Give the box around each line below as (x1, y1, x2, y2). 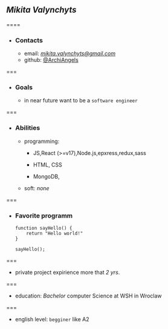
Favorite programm (15, 211, 73, 220)
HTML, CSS (33, 161, 62, 168)
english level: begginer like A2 (15, 316, 89, 323)
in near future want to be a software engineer (24, 97, 138, 104)
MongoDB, (33, 173, 60, 180)
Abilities (15, 124, 40, 132)
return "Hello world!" (26, 230, 83, 236)
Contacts (15, 36, 44, 44)
